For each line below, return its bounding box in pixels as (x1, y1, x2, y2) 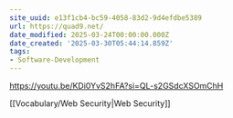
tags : (9, 47, 30, 56)
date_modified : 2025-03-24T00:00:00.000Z (9, 30, 170, 39)
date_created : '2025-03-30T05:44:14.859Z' (9, 38, 174, 48)
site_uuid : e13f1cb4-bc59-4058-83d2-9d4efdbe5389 (9, 13, 203, 23)
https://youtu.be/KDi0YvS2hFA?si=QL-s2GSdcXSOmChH (9, 81, 224, 91)
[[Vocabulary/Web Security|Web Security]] (9, 98, 171, 109)
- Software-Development (9, 55, 101, 64)
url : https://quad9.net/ (9, 22, 104, 31)
